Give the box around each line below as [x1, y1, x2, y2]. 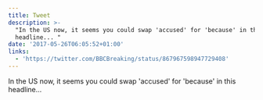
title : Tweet [8, 11, 51, 20]
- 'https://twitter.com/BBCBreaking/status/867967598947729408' [15, 55, 229, 63]
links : [8, 48, 30, 55]
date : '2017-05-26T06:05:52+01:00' [8, 41, 124, 48]
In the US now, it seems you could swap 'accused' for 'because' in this [8, 76, 236, 86]
